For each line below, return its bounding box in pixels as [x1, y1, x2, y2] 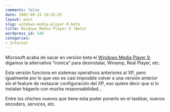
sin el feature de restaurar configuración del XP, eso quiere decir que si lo [5, 80, 159, 86]
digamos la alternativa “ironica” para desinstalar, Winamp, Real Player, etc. [5, 59, 160, 66]
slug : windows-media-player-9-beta [5, 21, 80, 27]
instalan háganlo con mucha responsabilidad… [5, 86, 102, 92]
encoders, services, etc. [5, 101, 56, 107]
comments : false [5, 7, 39, 13]
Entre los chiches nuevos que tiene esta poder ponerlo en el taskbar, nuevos [5, 95, 165, 101]
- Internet [5, 41, 28, 46]
